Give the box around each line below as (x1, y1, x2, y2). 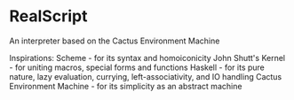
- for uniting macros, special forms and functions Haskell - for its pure (9, 62, 265, 73)
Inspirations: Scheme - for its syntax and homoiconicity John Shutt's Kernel (9, 52, 286, 63)
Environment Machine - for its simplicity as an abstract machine (9, 81, 242, 91)
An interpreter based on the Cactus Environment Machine (9, 35, 220, 46)
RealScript (9, 6, 88, 27)
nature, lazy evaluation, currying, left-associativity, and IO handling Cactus (9, 71, 282, 81)
